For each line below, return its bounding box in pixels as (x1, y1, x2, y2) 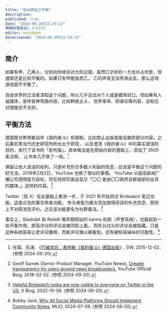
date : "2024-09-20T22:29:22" (5, 21, 66, 26)
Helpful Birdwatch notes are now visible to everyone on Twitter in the (12, 282, 154, 288)
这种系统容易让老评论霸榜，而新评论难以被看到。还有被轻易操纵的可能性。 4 (5, 228, 160, 235)
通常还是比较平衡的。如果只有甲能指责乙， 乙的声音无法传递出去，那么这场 (5, 75, 159, 81)
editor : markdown (5, 30, 41, 35)
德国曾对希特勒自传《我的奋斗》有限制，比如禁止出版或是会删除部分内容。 (5, 134, 158, 140)
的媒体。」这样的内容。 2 (5, 182, 54, 189)
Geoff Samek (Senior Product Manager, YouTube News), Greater (12, 261, 145, 267)
